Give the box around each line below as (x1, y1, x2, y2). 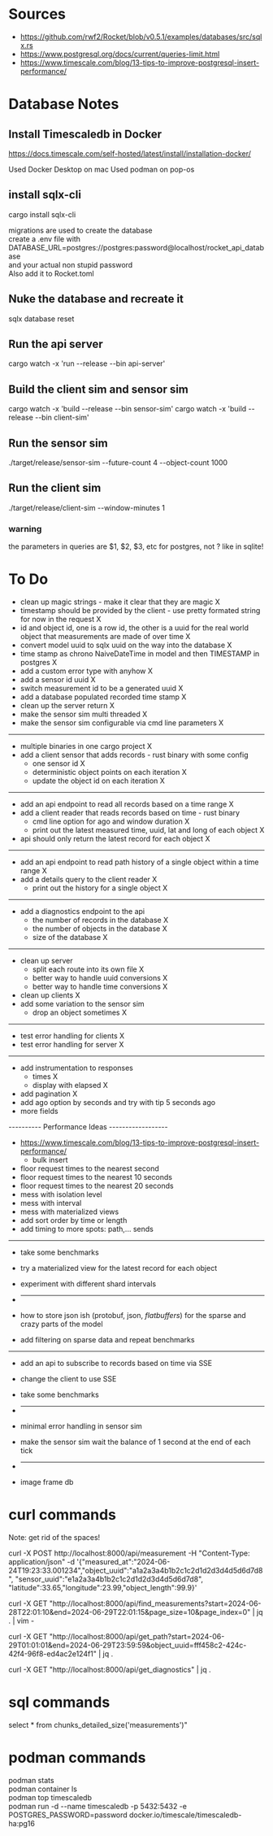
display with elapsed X (32, 1081, 108, 1090)
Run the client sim (8, 481, 102, 495)
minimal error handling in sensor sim (19, 1421, 142, 1431)
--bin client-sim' (35, 412, 89, 423)
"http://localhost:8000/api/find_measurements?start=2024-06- (49, 1599, 262, 1608)
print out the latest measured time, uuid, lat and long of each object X (32, 825, 265, 835)
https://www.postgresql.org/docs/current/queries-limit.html (19, 49, 220, 59)
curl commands (8, 1506, 116, 1525)
